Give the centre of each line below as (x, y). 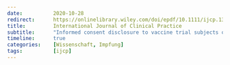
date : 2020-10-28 (46, 13)
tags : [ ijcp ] (39, 51)
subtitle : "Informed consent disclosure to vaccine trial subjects (113, 32)
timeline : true (37, 39)
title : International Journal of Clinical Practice (95, 26)
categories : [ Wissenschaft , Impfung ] (66, 45)
